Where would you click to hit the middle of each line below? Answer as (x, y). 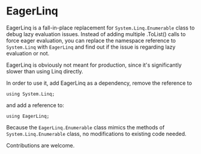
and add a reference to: (35, 105)
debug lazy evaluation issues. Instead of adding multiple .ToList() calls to (96, 34)
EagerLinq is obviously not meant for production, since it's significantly (94, 65)
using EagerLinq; (28, 116)
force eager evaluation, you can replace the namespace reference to (91, 40)
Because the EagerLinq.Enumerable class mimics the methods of (85, 127)
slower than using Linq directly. (45, 71)
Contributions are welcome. (40, 145)
